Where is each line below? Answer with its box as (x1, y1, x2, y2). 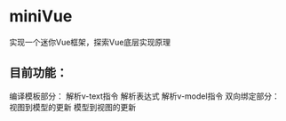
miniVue (9, 6, 73, 27)
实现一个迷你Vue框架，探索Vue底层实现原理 (9, 36, 171, 47)
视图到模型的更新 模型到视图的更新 (9, 101, 136, 112)
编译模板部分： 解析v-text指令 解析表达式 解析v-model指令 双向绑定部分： (9, 91, 280, 101)
